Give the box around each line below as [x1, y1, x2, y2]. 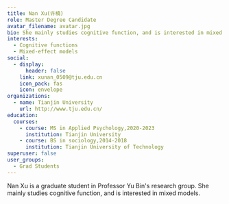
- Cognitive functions [13, 42, 78, 49]
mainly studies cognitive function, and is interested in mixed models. [7, 189, 201, 197]
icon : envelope [19, 86, 63, 93]
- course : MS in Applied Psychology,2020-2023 [19, 125, 155, 131]
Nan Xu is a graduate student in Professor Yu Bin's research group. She [7, 181, 209, 190]
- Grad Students [13, 162, 60, 170]
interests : [7, 36, 38, 42]
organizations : [7, 93, 51, 100]
